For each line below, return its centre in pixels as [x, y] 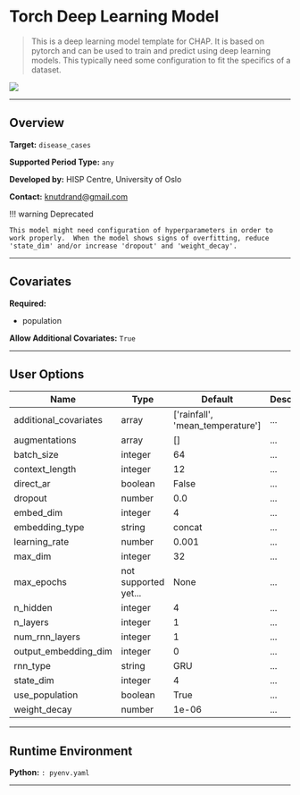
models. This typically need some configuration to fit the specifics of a [161, 60]
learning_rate [42, 542]
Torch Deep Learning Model [114, 17]
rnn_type [33, 666]
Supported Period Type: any [62, 162]
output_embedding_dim [63, 652]
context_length [45, 469]
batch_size [37, 455]
